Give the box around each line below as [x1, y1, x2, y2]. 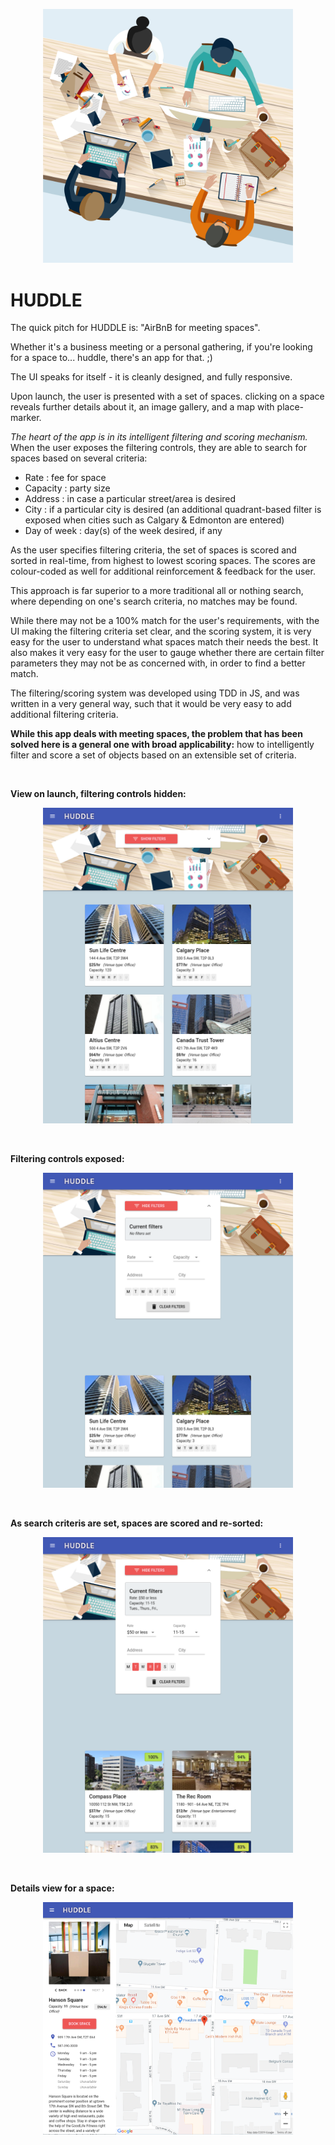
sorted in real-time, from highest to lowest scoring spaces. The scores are [10, 555, 317, 567]
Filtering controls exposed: [10, 1152, 125, 1164]
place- [276, 401, 305, 413]
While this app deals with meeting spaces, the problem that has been [10, 728, 303, 740]
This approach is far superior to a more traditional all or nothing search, [10, 585, 304, 597]
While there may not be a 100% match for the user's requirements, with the [10, 615, 320, 627]
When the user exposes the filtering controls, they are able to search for [10, 442, 308, 454]
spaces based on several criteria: [10, 452, 148, 464]
